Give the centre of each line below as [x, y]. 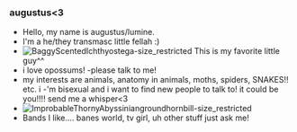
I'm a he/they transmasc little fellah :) [91, 41]
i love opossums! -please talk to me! [90, 70]
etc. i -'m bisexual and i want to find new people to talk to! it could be [150, 89]
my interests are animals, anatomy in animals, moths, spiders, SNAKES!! [156, 80]
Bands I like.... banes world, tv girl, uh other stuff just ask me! [135, 118]
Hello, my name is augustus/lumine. [89, 32]
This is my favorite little [237, 51]
